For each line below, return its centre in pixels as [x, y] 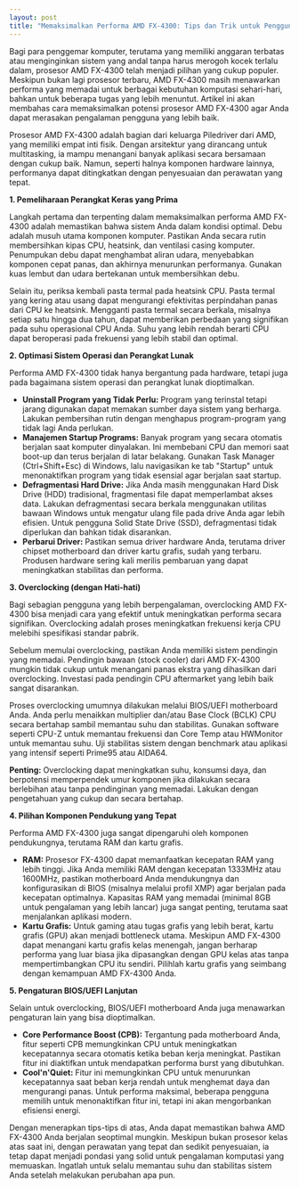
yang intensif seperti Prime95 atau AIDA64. [89, 752]
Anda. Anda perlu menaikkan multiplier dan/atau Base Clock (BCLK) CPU [143, 715]
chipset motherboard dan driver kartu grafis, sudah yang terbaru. [142, 551]
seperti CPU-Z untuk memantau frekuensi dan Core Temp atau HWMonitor [146, 734]
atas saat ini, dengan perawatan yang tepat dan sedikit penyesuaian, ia [139, 1146]
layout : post [33, 17]
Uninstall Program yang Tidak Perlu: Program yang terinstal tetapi [144, 399]
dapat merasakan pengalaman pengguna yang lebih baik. [114, 118]
